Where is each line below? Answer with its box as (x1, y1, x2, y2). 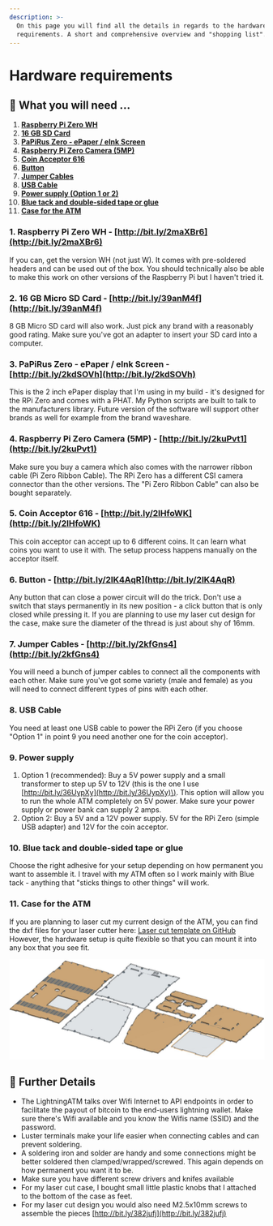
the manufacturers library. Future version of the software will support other (9, 404, 259, 414)
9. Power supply (9, 751, 75, 763)
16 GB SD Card (20, 128, 71, 138)
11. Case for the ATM (9, 898, 92, 910)
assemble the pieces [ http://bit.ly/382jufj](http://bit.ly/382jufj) (20, 1209, 227, 1219)
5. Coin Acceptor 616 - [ (9, 508, 105, 519)
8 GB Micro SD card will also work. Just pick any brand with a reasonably (9, 320, 254, 330)
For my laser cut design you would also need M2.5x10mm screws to (20, 1200, 248, 1210)
